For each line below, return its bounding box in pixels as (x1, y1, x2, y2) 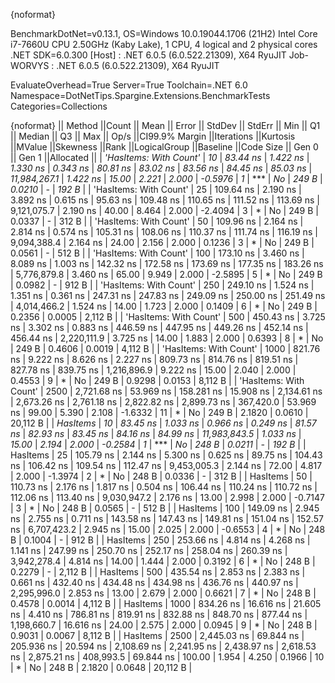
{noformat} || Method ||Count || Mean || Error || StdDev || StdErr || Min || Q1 (10, 120, 321, 131)
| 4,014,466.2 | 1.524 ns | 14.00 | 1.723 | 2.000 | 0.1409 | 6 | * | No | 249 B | (10, 300, 318, 312)
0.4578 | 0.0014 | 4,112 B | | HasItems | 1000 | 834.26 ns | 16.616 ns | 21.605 (10, 598, 322, 609)
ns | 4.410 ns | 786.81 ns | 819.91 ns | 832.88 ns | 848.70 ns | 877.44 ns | (10, 609, 308, 620)
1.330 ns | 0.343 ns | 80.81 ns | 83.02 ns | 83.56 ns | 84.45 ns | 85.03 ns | (10, 162, 313, 174)
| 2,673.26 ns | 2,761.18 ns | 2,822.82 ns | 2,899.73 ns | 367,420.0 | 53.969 (10, 396, 317, 408)
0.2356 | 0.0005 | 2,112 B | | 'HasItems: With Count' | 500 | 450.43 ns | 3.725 (10, 311, 326, 323)
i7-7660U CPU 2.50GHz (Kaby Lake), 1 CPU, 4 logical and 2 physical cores (10, 39, 318, 50)
